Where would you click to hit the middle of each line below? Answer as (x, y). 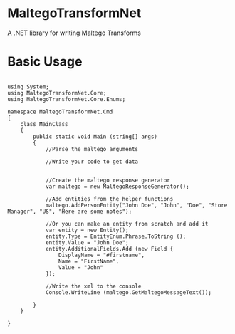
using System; (28, 87)
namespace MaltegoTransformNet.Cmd (60, 112)
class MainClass (45, 124)
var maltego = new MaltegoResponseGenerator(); (117, 187)
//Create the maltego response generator (108, 180)
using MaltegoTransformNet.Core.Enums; (67, 99)
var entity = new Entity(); (87, 230)
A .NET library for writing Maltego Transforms (74, 33)
